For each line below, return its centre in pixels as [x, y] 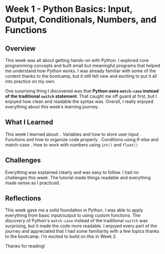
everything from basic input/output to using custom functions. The [73, 215]
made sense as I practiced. [33, 183]
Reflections [23, 198]
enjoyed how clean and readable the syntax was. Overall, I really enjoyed [79, 102]
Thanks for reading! [25, 246]
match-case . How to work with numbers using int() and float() [72, 145]
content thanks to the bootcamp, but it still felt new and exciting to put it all [81, 76]
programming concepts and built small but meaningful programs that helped [83, 66]
